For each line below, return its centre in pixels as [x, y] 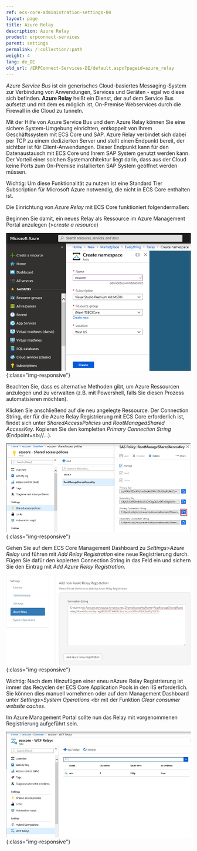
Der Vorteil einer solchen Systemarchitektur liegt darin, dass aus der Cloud [96, 159]
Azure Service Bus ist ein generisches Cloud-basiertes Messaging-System [96, 86]
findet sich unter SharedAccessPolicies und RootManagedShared [86, 423]
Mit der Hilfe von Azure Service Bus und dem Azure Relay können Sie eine [96, 122]
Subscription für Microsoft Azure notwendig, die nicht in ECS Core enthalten [98, 189]
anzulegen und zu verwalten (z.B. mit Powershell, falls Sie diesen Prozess [95, 393]
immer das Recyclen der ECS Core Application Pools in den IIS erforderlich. [97, 687]
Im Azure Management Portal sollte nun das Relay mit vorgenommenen [92, 717]
